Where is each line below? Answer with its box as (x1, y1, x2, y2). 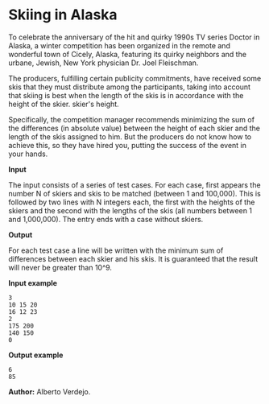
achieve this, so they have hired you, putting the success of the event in (8, 140, 247, 150)
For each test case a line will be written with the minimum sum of (8, 245, 224, 255)
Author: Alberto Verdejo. (8, 386, 91, 396)
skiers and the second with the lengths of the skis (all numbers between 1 (8, 205, 252, 215)
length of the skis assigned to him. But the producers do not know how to (8, 131, 252, 142)
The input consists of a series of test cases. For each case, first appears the (8, 179, 261, 190)
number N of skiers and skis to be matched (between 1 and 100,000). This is (8, 188, 262, 198)
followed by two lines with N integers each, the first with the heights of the (8, 197, 255, 207)
